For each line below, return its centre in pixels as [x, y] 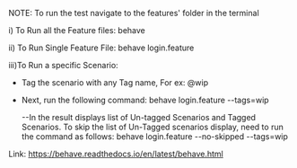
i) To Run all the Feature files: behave [77, 30]
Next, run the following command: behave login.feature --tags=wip [145, 100]
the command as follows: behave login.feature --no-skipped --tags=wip [155, 137]
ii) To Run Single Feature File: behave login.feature [101, 48]
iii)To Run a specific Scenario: [63, 65]
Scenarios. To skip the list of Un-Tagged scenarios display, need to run [152, 127]
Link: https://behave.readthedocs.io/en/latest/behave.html [116, 154]
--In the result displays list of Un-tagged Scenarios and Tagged [139, 117]
